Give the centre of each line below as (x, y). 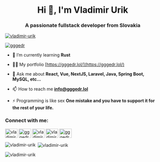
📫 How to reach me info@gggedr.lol (50, 89)
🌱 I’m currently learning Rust (41, 55)
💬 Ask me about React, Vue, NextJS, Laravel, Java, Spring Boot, (78, 74)
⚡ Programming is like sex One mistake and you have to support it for (83, 101)
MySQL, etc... (27, 79)
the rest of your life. (33, 108)
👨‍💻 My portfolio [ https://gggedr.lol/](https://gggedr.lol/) (68, 65)
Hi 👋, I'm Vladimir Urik (83, 10)
